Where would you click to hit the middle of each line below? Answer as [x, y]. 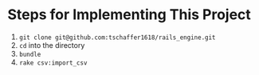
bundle [30, 54]
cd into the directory [52, 45]
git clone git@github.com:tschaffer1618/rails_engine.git [117, 37]
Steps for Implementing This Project [129, 15]
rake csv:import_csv [53, 63]
